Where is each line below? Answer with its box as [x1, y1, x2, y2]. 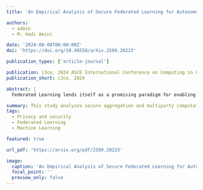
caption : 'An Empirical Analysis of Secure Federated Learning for [11, 163, 185, 169]
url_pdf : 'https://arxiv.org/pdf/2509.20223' [6, 146, 123, 153]
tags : [6, 108, 20, 114]
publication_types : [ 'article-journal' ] [6, 59, 110, 65]
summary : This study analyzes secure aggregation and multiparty [6, 102, 174, 109]
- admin [11, 25, 31, 31]
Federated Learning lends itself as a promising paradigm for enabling [11, 91, 196, 97]
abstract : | [6, 86, 36, 92]
